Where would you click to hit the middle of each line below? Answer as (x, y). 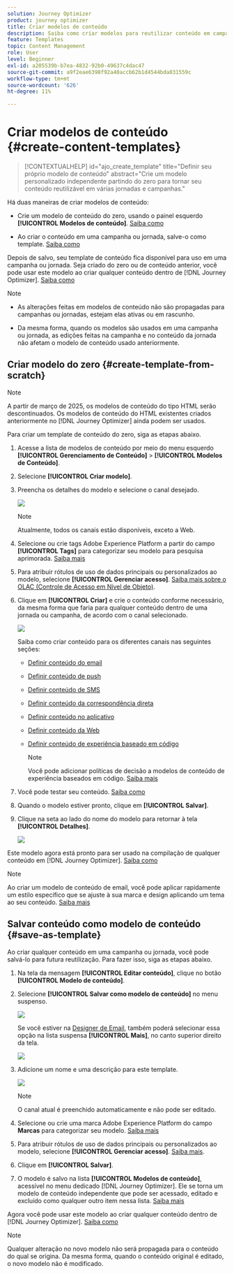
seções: (29, 649)
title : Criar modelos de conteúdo (57, 27)
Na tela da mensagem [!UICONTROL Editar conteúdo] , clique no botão (119, 973)
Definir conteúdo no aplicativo (71, 716)
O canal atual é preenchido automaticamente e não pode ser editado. (117, 1109)
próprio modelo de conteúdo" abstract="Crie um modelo (106, 174)
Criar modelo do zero (54, 365)
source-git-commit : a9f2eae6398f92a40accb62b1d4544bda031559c (99, 72)
